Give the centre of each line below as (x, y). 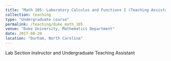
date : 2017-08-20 (24, 34)
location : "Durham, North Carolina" (44, 39)
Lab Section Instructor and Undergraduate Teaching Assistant (70, 53)
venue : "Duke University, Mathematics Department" (60, 29)
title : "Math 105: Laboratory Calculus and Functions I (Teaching (77, 10)
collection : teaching (28, 15)
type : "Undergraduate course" (37, 19)
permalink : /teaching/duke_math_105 (44, 24)
